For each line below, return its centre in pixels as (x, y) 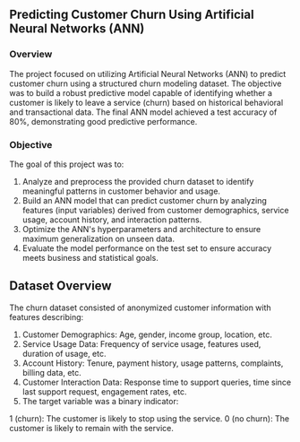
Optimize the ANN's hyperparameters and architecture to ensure (141, 229)
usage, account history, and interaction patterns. (112, 220)
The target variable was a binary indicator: (100, 401)
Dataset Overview (60, 286)
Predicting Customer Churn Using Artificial (132, 15)
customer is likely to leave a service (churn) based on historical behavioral (146, 102)
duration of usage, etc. (64, 353)
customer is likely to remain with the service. (92, 428)
